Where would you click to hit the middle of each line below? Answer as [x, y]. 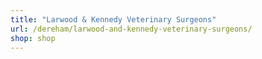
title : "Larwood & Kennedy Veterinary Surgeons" [113, 19]
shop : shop [33, 38]
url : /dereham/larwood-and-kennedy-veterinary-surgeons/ [131, 29]
